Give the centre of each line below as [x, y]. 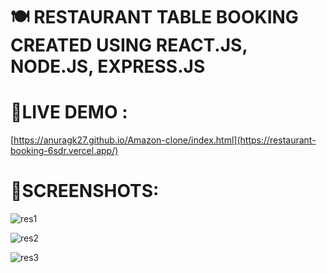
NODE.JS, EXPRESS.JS [108, 66]
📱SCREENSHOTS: [85, 191]
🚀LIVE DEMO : [69, 112]
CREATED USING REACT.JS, [129, 45]
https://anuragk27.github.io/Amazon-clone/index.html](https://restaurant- [165, 140]
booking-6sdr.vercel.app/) [64, 151]
